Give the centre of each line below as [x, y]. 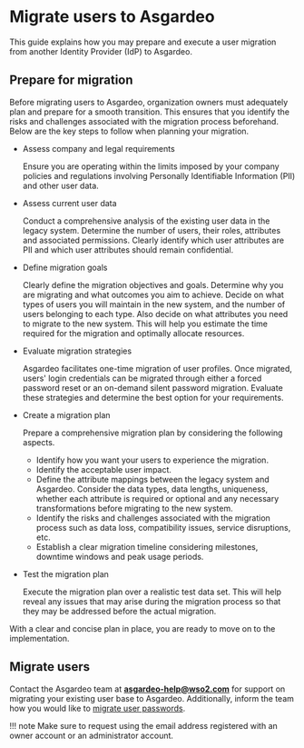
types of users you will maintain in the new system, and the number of [154, 304]
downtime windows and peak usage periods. [120, 556]
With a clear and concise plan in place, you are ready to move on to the [142, 628]
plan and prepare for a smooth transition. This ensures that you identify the [150, 112]
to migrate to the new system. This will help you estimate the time [145, 324]
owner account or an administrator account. [92, 735]
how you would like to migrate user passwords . [98, 708]
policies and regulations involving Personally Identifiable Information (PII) [159, 175]
